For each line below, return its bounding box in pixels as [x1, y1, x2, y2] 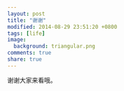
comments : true [7, 50, 52, 57]
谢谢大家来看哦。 [7, 76, 57, 84]
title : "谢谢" [7, 17, 47, 24]
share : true [7, 56, 42, 63]
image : [7, 36, 27, 43]
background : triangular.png [13, 43, 96, 50]
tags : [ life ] [7, 29, 46, 37]
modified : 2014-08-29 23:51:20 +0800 [7, 23, 118, 30]
